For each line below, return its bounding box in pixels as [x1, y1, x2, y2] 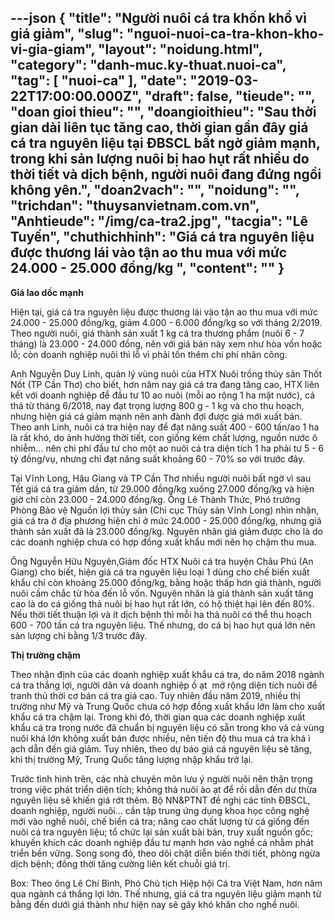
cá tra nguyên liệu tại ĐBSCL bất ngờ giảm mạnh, [10, 135, 321, 152]
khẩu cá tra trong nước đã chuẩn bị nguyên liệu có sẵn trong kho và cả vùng [10, 721, 325, 733]
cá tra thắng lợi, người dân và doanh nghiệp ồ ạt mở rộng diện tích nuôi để [10, 679, 318, 691]
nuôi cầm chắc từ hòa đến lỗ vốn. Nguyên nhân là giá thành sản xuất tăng [10, 587, 314, 599]
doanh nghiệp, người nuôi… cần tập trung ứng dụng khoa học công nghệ [10, 804, 310, 816]
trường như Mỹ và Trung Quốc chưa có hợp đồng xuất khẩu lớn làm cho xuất [10, 700, 326, 712]
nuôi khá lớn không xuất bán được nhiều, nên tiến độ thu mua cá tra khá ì [10, 732, 311, 744]
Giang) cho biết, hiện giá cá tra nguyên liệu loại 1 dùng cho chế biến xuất [10, 566, 310, 578]
